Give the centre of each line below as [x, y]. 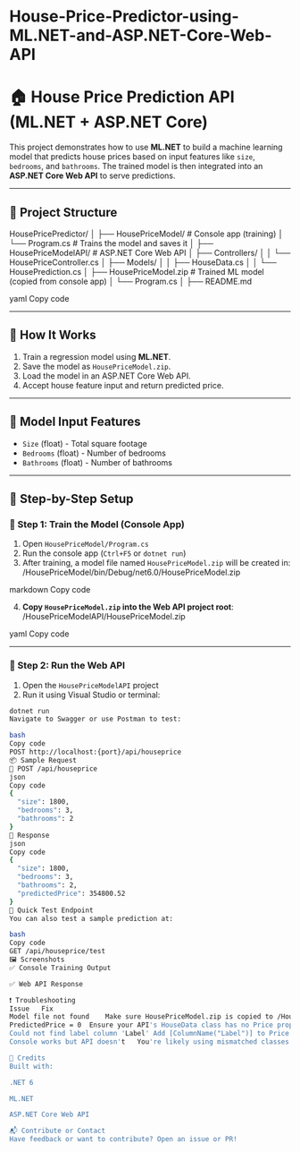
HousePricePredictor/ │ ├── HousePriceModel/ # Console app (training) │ [146, 234]
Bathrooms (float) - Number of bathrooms [97, 462]
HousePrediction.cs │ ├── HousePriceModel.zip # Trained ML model [137, 271]
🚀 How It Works [53, 335]
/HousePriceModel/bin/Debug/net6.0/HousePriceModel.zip [131, 572]
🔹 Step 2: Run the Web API [67, 666]
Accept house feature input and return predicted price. [123, 385]
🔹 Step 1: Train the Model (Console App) [97, 524]
